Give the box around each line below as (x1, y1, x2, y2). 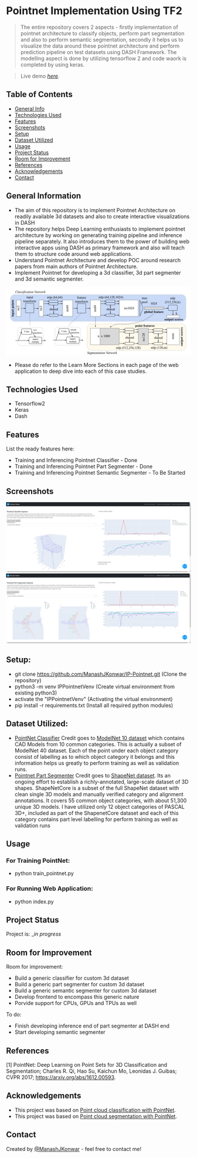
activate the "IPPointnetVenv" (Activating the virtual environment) (14, 695, 173, 702)
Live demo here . (20, 72, 60, 79)
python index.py (14, 898, 54, 905)
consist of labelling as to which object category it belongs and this (14, 753, 175, 760)
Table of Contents (6, 89, 73, 99)
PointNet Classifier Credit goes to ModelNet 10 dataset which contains (14, 734, 185, 742)
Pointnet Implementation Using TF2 (6, 4, 183, 18)
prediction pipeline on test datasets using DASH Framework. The (20, 48, 177, 55)
